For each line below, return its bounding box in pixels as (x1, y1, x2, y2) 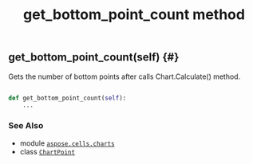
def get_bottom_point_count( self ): (8, 94, 127, 102)
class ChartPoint (19, 146, 76, 156)
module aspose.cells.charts (19, 138, 115, 148)
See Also (8, 120, 44, 131)
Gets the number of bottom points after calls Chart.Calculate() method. (8, 72, 241, 81)
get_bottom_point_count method (22, 6, 246, 24)
